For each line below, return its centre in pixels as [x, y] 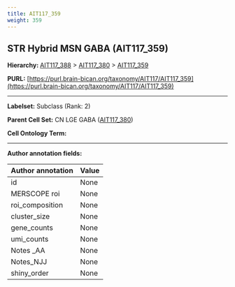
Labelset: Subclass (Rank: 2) [49, 106]
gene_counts [32, 228]
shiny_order [30, 273]
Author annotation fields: [45, 154]
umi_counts [30, 240]
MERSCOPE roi [35, 194]
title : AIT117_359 [34, 14]
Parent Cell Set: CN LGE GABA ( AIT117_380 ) [70, 120]
